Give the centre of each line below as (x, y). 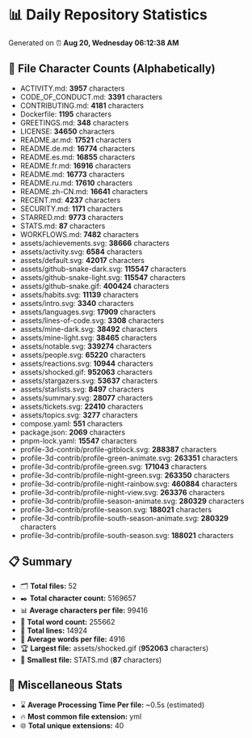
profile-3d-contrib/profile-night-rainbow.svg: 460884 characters (129, 484)
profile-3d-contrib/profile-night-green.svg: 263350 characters (125, 475)
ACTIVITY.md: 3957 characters (72, 88)
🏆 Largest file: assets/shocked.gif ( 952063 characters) (114, 648)
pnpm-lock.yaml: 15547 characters (78, 440)
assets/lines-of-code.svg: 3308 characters (92, 320)
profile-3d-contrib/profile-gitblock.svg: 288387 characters (118, 449)
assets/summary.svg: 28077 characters (86, 397)
